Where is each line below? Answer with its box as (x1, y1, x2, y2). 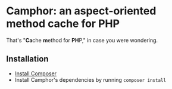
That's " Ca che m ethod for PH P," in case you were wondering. (6, 36, 158, 44)
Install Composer (14, 70, 57, 77)
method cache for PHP (6, 17, 120, 30)
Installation (6, 54, 49, 64)
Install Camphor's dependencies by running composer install (14, 76, 167, 83)
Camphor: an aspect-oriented (6, 4, 157, 18)
